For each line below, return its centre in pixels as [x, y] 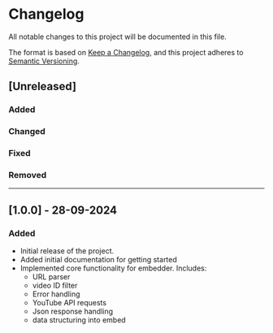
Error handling [56, 294]
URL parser [51, 277]
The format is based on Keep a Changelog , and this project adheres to [126, 52]
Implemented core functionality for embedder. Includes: [113, 268]
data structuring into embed [79, 320]
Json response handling [73, 311]
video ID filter [55, 286]
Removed [28, 175]
